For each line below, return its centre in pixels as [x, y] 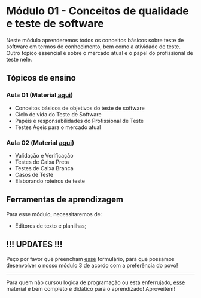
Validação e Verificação [44, 155]
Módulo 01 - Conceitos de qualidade [98, 11]
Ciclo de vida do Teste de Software [58, 114]
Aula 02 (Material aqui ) [40, 143]
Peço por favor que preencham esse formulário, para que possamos [90, 259]
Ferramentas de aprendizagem [65, 200]
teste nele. [19, 59]
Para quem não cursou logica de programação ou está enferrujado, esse [96, 282]
